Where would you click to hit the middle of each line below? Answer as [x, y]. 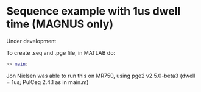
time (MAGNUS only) [60, 24]
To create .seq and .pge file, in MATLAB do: [61, 52]
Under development [31, 41]
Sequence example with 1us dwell [93, 11]
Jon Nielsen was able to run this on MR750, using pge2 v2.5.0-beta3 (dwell [101, 76]
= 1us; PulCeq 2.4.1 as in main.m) [48, 82]
